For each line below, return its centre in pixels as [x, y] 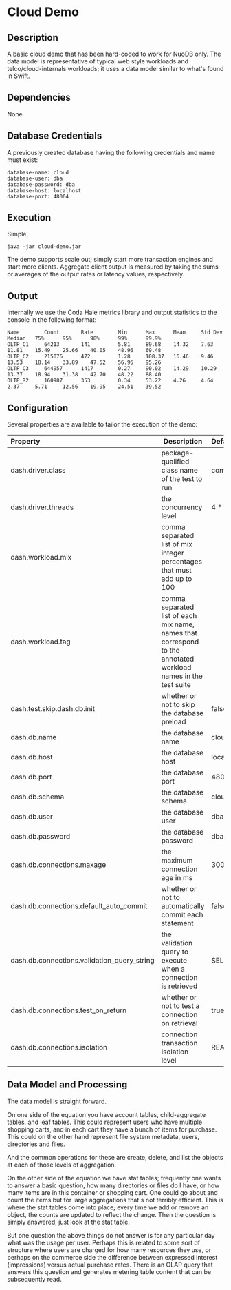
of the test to [182, 479]
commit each [182, 915]
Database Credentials [55, 136]
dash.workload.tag [41, 642]
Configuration [38, 408]
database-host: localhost [44, 190]
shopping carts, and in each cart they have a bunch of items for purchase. [112, 1129]
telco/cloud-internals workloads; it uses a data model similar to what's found [115, 69]
